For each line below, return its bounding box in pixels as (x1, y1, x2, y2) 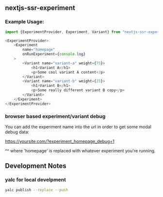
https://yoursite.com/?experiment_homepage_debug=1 (5, 138, 115, 144)
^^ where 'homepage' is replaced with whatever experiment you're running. (5, 148, 156, 153)
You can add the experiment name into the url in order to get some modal (5, 124, 152, 130)
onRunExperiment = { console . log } (22, 52, 86, 57)
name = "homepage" (22, 47, 55, 52)
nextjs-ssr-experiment (5, 4, 75, 12)
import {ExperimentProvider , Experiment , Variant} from (5, 29, 120, 34)
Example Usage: (5, 18, 45, 25)
